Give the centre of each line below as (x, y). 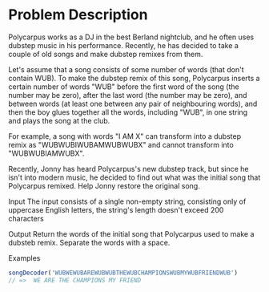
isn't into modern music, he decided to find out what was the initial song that (134, 177)
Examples (24, 258)
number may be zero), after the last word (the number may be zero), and (128, 95)
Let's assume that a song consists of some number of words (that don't (126, 69)
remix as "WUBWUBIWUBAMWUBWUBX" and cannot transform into (121, 144)
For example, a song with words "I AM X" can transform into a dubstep (125, 136)
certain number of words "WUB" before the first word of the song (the (124, 87)
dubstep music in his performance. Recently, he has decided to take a (123, 45)
